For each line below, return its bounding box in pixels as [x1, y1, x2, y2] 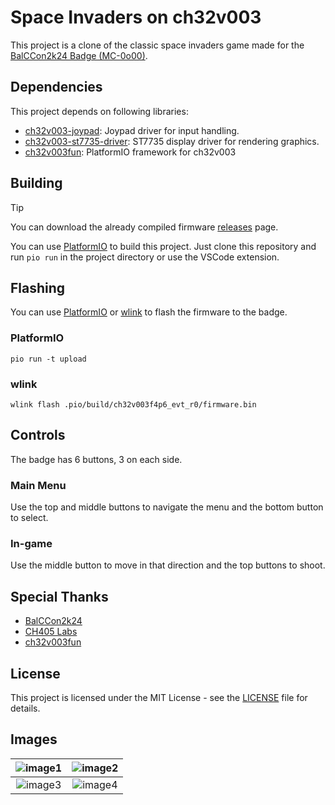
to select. [10, 512, 49, 524]
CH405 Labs [24, 626, 78, 638]
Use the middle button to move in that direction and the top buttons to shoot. [10, 559, 326, 571]
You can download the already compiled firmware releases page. [10, 221, 279, 233]
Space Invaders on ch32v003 [10, 6, 262, 29]
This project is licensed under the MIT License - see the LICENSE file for [10, 692, 308, 703]
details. [10, 702, 41, 714]
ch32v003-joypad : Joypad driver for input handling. [24, 124, 240, 136]
